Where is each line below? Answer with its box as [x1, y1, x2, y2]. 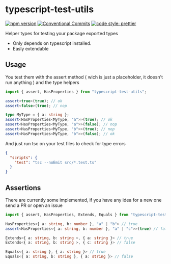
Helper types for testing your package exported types [5, 30, 118, 36]
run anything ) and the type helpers [5, 79, 80, 85]
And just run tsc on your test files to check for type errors [5, 140, 126, 146]
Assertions [5, 183, 41, 192]
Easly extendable [12, 45, 49, 51]
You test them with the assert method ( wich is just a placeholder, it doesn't [5, 74, 163, 80]
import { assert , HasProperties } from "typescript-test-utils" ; [5, 89, 147, 94]
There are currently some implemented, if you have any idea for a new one [5, 197, 162, 203]
